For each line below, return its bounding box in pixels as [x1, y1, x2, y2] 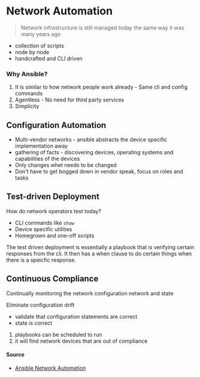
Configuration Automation [6, 120, 107, 130]
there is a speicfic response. [6, 256, 77, 264]
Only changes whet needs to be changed [14, 161, 117, 169]
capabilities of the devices [14, 155, 80, 163]
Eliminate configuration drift [6, 301, 75, 309]
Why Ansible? [6, 70, 48, 78]
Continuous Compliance [6, 274, 99, 284]
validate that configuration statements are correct [14, 313, 138, 320]
